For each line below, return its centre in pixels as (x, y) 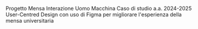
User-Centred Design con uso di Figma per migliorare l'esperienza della (94, 14)
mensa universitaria (30, 21)
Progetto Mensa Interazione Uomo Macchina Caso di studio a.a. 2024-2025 (99, 8)
